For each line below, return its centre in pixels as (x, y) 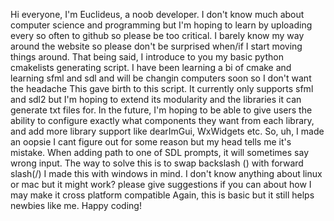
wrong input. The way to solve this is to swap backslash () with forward (157, 163)
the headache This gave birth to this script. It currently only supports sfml (162, 88)
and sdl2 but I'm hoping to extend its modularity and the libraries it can (156, 99)
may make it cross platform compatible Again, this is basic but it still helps (162, 195)
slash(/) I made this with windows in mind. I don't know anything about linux (166, 173)
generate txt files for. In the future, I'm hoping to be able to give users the (161, 110)
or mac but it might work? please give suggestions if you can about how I (161, 184)
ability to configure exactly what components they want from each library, (162, 120)
